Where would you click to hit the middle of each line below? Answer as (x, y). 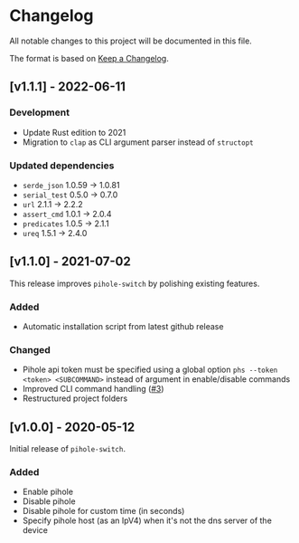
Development (40, 112)
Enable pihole (48, 492)
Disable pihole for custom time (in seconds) (103, 511)
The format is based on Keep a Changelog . (89, 58)
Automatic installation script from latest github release (123, 327)
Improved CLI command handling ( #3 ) (93, 389)
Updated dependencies (62, 166)
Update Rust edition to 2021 (74, 132)
